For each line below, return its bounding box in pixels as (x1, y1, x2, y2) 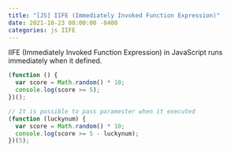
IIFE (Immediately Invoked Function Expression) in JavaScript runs (8, 48, 223, 57)
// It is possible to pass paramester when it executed (8, 107, 196, 115)
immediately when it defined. (8, 56, 102, 65)
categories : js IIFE (8, 26, 76, 34)
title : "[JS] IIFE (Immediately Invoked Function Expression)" (8, 11, 221, 20)
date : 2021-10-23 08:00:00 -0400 (8, 19, 118, 27)
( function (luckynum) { (8, 115, 87, 123)
